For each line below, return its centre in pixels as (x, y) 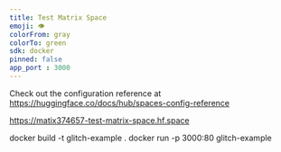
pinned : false (36, 59)
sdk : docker (32, 51)
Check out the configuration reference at (85, 93)
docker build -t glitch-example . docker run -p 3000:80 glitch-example (141, 138)
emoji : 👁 (27, 26)
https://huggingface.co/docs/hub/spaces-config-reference (120, 103)
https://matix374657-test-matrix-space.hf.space (99, 120)
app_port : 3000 (40, 68)
